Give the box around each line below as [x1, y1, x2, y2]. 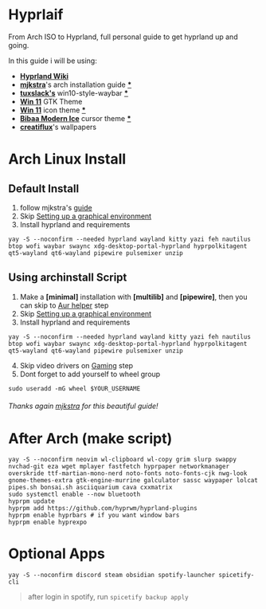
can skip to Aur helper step [19, 301, 109, 310]
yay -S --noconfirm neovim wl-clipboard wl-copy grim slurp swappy [8, 456, 237, 464]
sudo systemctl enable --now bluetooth [8, 490, 141, 499]
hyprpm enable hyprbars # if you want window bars [8, 512, 180, 520]
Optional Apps [8, 544, 106, 563]
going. [8, 40, 29, 49]
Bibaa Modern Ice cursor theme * [19, 113, 131, 123]
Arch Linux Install [8, 150, 127, 168]
